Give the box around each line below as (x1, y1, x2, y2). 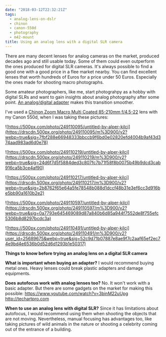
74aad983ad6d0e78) (5, 139, 48, 145)
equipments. (5, 270, 31, 276)
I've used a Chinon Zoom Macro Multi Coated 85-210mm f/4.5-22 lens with (5, 109, 158, 115)
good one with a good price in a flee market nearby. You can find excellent (5, 69, 157, 75)
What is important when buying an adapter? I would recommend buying (5, 260, 154, 266)
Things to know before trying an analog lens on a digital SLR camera (5, 250, 148, 256)
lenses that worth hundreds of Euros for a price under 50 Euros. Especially (5, 74, 157, 80)
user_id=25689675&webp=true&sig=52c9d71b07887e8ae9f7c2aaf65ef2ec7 (5, 235, 161, 241)
